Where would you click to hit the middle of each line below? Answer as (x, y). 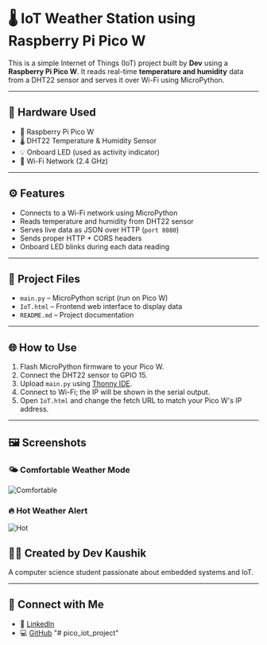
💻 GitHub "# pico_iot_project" (69, 632)
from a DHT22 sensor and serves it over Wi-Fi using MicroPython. (116, 80)
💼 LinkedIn (37, 623)
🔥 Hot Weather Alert (48, 510)
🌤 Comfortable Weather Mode (70, 470)
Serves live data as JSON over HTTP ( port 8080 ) (99, 229)
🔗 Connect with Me (56, 605)
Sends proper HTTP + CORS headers (81, 238)
